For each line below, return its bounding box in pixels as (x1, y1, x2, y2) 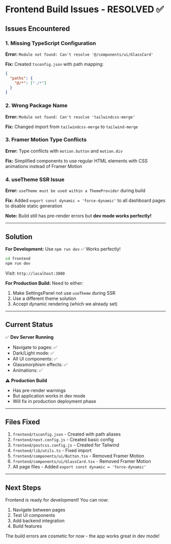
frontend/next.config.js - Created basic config (12, 437, 114, 443)
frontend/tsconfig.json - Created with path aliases (12, 431, 121, 437)
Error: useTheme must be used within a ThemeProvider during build (5, 187, 146, 194)
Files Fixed (5, 417, 40, 426)
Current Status (5, 320, 53, 329)
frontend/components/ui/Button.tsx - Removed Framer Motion (12, 453, 145, 459)
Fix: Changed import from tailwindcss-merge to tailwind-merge (5, 124, 138, 130)
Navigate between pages (12, 507, 66, 513)
